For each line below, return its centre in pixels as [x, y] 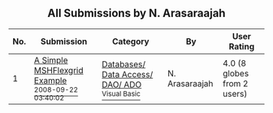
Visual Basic [121, 93]
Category [131, 41]
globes [236, 73]
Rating [241, 46]
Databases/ [123, 64]
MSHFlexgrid [58, 70]
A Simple [51, 60]
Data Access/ [127, 74]
